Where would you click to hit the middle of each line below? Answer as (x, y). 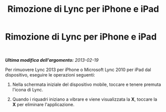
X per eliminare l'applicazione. (43, 104)
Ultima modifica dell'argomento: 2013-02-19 (52, 60)
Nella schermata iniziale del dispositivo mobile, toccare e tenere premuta (86, 84)
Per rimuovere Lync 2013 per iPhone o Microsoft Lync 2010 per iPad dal (78, 70)
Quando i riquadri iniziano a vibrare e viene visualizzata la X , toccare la (85, 99)
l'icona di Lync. (28, 89)
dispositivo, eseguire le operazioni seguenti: (50, 75)
